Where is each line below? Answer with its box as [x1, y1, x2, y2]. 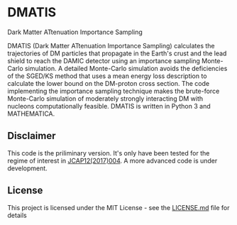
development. [7, 164, 48, 172]
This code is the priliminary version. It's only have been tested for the [7, 148, 210, 157]
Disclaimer [7, 130, 56, 142]
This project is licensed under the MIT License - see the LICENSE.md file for [7, 203, 230, 212]
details [7, 211, 27, 219]
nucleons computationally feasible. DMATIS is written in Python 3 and [7, 101, 211, 110]
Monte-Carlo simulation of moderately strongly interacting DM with [7, 94, 204, 103]
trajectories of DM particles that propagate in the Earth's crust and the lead [7, 49, 227, 57]
